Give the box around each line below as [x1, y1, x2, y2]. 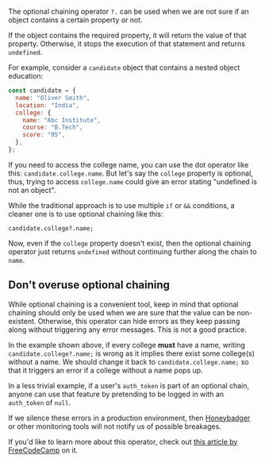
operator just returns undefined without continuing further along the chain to [8, 246, 257, 257]
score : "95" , [22, 131, 66, 139]
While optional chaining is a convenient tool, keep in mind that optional [8, 299, 240, 309]
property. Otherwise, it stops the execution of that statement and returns [8, 39, 246, 48]
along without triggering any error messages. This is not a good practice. [8, 325, 248, 334]
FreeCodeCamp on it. [8, 445, 79, 455]
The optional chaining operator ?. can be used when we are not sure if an [8, 7, 250, 16]
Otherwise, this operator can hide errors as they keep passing [37, 316, 240, 326]
